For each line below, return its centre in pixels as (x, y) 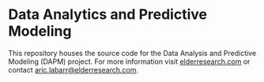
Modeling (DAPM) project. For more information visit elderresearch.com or (129, 61)
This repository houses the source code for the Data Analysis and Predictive (132, 53)
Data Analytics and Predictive (108, 15)
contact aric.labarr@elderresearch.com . (74, 69)
